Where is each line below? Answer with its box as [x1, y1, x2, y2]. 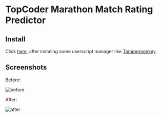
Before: [5, 77, 21, 83]
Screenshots [5, 63, 47, 72]
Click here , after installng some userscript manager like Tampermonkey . [5, 49, 157, 54]
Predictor [5, 14, 46, 26]
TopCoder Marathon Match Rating [5, 4, 153, 15]
